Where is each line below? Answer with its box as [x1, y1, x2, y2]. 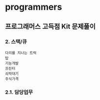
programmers [5, 1, 62, 13]
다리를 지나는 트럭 [5, 50, 37, 55]
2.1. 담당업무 [5, 89, 33, 96]
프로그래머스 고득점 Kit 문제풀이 [5, 22, 96, 30]
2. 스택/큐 [5, 38, 27, 45]
